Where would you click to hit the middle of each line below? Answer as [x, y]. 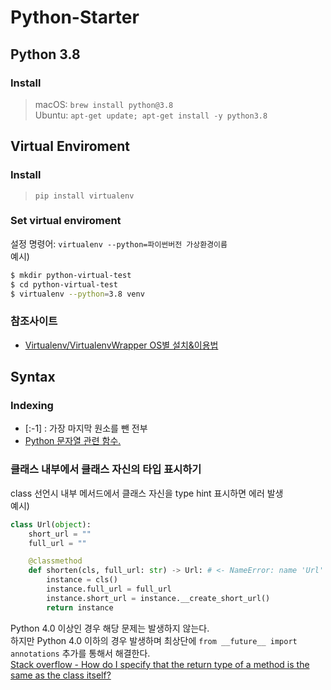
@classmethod [55, 561]
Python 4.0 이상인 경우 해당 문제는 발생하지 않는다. [110, 628]
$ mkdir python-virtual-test [71, 275]
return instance [80, 607]
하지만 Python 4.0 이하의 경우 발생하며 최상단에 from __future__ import [154, 640]
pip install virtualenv [84, 196]
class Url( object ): [51, 524]
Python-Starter [75, 17]
